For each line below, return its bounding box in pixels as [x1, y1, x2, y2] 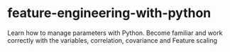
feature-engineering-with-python [7, 5, 212, 21]
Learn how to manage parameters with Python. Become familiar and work [7, 28, 223, 37]
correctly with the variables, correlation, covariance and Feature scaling [7, 36, 218, 44]
